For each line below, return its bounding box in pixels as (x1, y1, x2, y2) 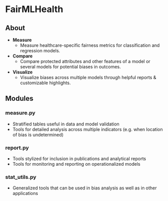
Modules (5, 94, 34, 103)
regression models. (20, 48, 61, 53)
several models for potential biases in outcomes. (20, 64, 121, 70)
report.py (5, 144, 29, 151)
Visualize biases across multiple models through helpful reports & (20, 75, 156, 80)
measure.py (5, 109, 36, 116)
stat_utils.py (5, 173, 37, 180)
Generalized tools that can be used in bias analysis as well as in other (12, 185, 157, 191)
